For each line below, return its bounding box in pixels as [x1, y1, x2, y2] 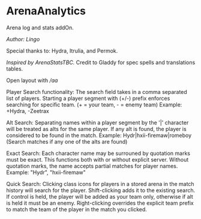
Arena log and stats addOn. [6, 24, 74, 31]
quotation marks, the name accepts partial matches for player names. [6, 162, 178, 169]
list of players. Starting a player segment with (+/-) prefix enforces [6, 95, 170, 102]
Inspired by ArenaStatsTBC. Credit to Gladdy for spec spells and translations [6, 59, 196, 66]
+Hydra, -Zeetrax [6, 107, 49, 114]
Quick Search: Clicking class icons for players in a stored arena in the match [6, 180, 194, 187]
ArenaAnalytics [6, 4, 86, 18]
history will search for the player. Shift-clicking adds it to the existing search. [6, 187, 196, 194]
